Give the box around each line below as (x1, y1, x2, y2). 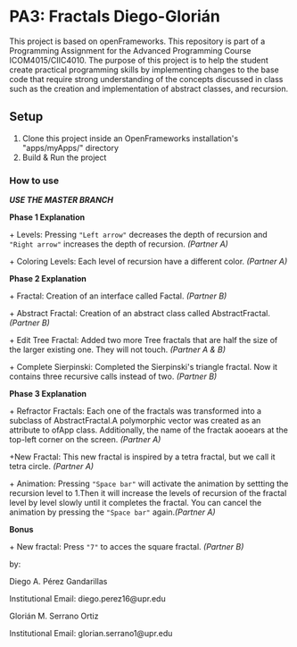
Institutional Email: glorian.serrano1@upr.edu (9, 628, 173, 639)
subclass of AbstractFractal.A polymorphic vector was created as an (9, 416, 261, 426)
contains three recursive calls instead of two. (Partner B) (9, 371, 218, 382)
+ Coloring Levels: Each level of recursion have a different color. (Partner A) (9, 256, 288, 267)
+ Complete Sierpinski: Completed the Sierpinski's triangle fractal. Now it (9, 362, 278, 373)
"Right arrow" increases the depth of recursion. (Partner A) (9, 239, 229, 249)
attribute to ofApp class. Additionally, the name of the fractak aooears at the (9, 424, 288, 435)
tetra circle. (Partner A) (9, 461, 95, 472)
